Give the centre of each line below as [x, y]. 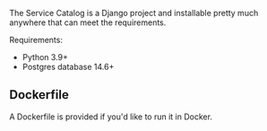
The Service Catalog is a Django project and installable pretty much [134, 13]
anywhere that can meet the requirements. [88, 22]
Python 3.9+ [45, 57]
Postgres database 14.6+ [68, 67]
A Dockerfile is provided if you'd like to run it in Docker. [111, 117]
